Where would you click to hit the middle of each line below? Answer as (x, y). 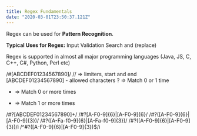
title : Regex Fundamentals (39, 11)
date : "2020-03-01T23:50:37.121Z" (49, 17)
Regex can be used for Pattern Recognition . (60, 33)
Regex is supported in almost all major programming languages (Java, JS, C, (98, 56)
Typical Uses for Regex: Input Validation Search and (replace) (81, 45)
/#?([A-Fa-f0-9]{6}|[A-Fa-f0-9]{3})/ (84, 120)
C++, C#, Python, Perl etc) (38, 63)
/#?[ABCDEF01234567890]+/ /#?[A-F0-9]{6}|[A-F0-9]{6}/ (77, 114)
